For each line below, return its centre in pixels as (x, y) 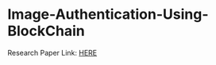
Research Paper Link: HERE (52, 52)
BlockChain (46, 31)
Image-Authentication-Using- (108, 14)
